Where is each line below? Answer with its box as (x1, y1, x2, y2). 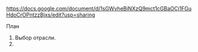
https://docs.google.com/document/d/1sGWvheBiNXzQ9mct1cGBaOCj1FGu (6, 5, 192, 12)
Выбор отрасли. (14, 34, 56, 41)
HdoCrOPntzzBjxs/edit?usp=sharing (6, 11, 95, 18)
